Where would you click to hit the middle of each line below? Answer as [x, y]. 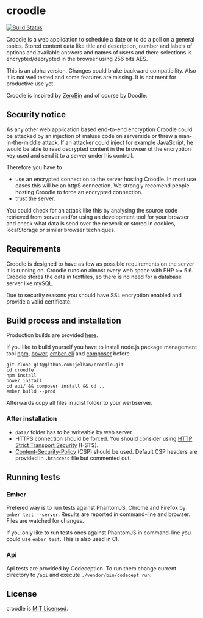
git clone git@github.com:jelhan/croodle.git [65, 365]
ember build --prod [31, 391]
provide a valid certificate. [39, 301]
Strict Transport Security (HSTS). [57, 445]
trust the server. [35, 198]
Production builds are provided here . [52, 335]
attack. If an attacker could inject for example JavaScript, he [118, 142]
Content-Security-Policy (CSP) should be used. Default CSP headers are [106, 451]
